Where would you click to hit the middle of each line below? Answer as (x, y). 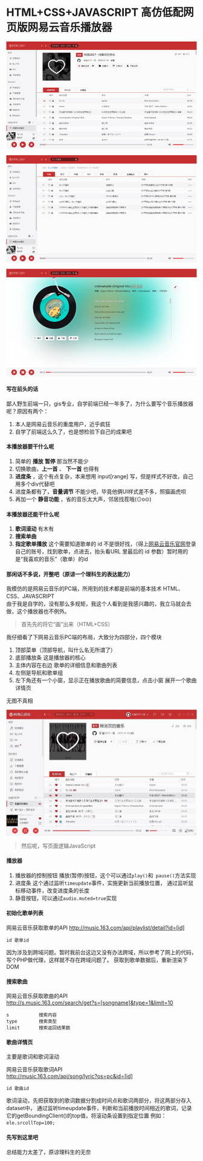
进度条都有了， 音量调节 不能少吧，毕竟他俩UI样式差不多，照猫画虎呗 (100, 492)
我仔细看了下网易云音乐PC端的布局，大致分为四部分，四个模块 (84, 637)
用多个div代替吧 (35, 484)
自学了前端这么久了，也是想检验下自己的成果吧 (73, 432)
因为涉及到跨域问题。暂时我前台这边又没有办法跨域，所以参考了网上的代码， (101, 952)
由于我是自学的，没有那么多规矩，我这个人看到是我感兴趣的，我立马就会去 (99, 604)
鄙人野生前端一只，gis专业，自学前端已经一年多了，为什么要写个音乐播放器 (100, 403)
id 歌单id (18, 940)
